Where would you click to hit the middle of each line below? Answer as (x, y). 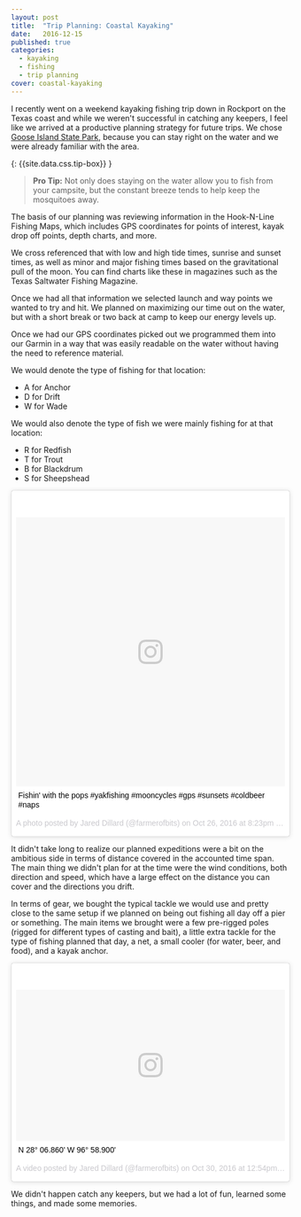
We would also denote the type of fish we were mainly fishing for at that (142, 423)
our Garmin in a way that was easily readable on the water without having (145, 343)
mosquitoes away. (66, 199)
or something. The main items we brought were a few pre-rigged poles (140, 922)
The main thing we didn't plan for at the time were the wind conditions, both (149, 867)
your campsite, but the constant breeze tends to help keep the (146, 190)
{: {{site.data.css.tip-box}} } (62, 163)
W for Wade (46, 406)
